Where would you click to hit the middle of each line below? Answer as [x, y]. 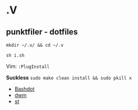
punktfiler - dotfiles [42, 32]
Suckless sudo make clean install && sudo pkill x [69, 78]
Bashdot [24, 89]
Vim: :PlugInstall [28, 66]
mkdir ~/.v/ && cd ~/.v [35, 45]
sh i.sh [15, 56]
